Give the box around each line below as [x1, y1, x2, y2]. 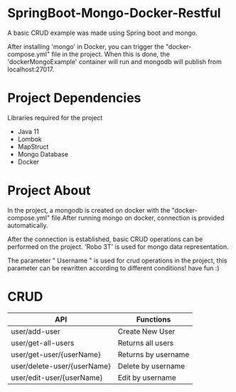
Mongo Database [17, 149, 69, 158]
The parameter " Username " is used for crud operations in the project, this [7, 256, 227, 265]
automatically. [7, 221, 48, 229]
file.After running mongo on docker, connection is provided [51, 213, 225, 222]
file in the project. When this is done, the [51, 50, 171, 58]
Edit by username [117, 372, 176, 382]
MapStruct [17, 142, 49, 151]
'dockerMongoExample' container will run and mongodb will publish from [7, 57, 222, 65]
